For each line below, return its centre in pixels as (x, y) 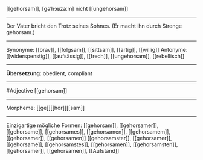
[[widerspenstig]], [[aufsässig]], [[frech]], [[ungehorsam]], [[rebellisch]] (95, 56)
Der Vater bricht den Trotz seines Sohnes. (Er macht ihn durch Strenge (94, 26)
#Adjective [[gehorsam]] (37, 91)
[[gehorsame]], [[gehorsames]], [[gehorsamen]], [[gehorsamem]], (89, 131)
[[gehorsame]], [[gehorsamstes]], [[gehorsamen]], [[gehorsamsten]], (92, 144)
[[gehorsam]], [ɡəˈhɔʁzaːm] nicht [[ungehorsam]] (67, 9)
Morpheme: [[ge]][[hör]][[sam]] (46, 108)
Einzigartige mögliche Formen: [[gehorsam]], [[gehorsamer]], (82, 125)
